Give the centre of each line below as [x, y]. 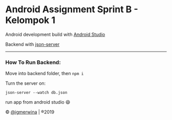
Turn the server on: [26, 83]
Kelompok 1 [30, 20]
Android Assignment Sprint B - [72, 9]
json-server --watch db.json [36, 93]
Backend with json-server [33, 44]
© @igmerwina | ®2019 [30, 112]
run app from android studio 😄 [38, 102]
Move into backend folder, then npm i [45, 74]
